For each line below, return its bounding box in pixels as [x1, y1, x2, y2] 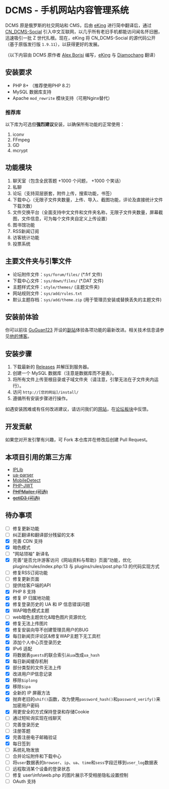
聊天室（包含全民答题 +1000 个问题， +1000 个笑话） [12, 178, 124, 184]
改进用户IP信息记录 [12, 671, 52, 677]
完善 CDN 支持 [12, 538, 43, 544]
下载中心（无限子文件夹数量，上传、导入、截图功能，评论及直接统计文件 [12, 196, 163, 202]
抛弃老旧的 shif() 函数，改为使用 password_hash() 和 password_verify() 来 [12, 696, 160, 702]
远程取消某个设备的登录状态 [12, 765, 71, 772]
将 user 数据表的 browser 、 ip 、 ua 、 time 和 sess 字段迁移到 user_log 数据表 [12, 759, 158, 765]
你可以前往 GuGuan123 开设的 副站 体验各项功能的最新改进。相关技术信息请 [5, 327, 160, 333]
